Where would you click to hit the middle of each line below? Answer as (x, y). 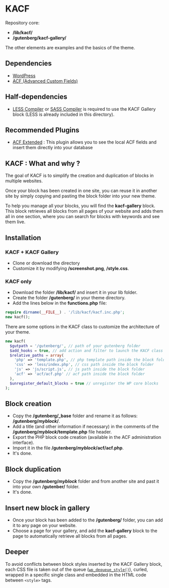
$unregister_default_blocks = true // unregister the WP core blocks (84, 383)
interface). (23, 443)
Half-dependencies (36, 97)
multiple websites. (24, 181)
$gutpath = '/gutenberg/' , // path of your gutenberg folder (75, 346)
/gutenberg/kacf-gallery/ (39, 38)
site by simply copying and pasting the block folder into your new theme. (80, 196)
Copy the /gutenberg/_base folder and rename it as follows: (75, 416)
